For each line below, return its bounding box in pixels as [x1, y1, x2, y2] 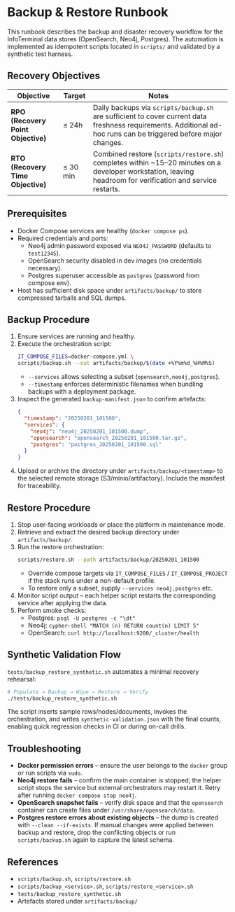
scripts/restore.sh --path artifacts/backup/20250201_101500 [17, 556, 200, 563]
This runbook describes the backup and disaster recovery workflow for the [7, 27, 224, 36]
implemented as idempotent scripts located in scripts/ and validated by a [7, 42, 220, 50]
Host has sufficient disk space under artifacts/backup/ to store [17, 286, 202, 294]
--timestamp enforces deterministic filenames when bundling [27, 380, 204, 389]
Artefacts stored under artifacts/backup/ [17, 897, 138, 905]
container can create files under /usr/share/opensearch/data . [17, 806, 195, 815]
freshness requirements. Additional [92, 120, 208, 130]
